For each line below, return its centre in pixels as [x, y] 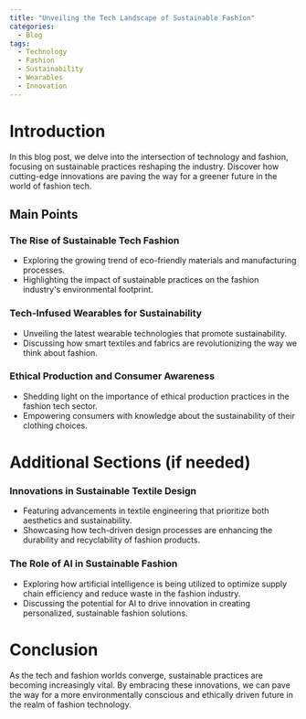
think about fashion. [60, 352]
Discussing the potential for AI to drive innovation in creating [137, 603]
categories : [32, 27]
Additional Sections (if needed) [130, 462]
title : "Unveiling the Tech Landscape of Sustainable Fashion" [132, 18]
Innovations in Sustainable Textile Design [103, 490]
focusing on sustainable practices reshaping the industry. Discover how [144, 166]
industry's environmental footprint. [88, 290]
